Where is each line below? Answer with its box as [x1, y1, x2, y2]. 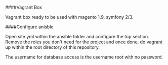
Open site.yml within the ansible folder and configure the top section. [5, 34, 149, 39]
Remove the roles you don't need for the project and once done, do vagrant [5, 39, 163, 45]
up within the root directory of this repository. [5, 44, 100, 50]
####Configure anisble [5, 24, 54, 30]
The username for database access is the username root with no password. [5, 54, 163, 60]
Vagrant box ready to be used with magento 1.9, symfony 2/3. [5, 14, 134, 20]
